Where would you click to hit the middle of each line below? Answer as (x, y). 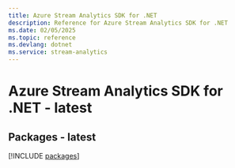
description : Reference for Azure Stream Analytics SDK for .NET (118, 23)
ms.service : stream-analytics (58, 52)
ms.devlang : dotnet (40, 45)
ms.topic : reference (42, 37)
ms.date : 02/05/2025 (42, 30)
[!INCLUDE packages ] (44, 156)
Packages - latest (52, 137)
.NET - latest (50, 108)
